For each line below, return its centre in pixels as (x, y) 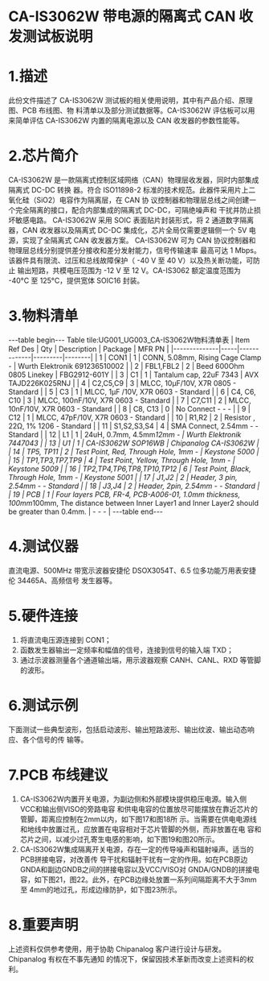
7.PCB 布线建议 (58, 775)
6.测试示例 (43, 706)
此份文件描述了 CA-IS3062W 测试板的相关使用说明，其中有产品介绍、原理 (130, 101)
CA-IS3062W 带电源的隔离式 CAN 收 (131, 17)
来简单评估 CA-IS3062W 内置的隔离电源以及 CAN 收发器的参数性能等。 (126, 121)
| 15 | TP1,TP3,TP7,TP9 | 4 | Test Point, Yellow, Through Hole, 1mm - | (122, 460)
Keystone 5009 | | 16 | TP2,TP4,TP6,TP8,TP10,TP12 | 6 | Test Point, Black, (130, 469)
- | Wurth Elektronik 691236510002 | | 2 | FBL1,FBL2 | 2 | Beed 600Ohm (126, 366)
